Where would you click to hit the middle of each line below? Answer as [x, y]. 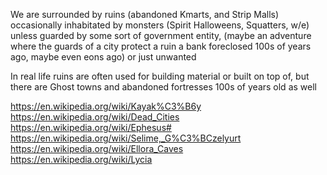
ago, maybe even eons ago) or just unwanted [103, 57]
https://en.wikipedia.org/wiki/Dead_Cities [95, 117]
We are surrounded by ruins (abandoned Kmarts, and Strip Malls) [145, 14]
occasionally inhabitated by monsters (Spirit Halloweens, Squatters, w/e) [160, 25]
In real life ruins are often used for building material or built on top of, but [160, 76]
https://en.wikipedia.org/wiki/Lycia [81, 159]
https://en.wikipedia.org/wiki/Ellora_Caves [97, 148]
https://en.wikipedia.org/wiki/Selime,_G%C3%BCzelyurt [126, 138]
